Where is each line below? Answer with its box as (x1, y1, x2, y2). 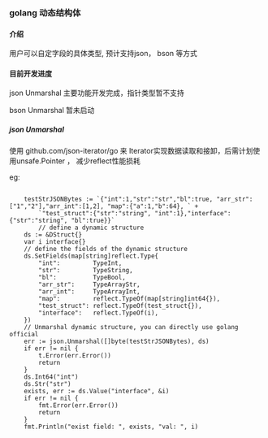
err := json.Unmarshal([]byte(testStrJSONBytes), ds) (24, 337, 210, 346)
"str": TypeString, (38, 267, 133, 275)
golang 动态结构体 (9, 7, 81, 18)
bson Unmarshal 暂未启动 (9, 106, 95, 115)
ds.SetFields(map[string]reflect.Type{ (24, 252, 159, 261)
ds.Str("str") (24, 380, 71, 388)
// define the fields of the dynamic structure (24, 245, 188, 254)
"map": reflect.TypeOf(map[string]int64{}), (38, 295, 221, 303)
